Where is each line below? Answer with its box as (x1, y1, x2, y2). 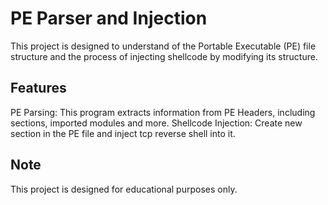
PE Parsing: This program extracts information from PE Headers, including (10, 106, 316, 118)
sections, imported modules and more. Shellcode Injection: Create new (10, 117, 303, 129)
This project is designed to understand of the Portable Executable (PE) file (10, 40, 317, 52)
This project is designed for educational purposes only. (10, 183, 238, 195)
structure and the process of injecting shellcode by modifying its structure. (10, 50, 318, 62)
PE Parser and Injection (10, 7, 208, 30)
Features (10, 80, 67, 97)
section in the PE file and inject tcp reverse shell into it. (10, 127, 236, 139)
